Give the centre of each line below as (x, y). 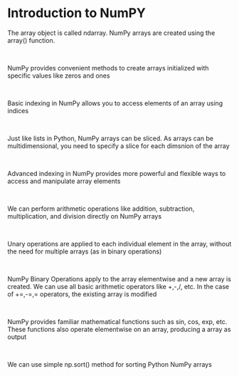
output (17, 337)
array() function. (31, 40)
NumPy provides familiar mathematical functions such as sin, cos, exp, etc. (117, 321)
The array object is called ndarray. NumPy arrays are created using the (111, 33)
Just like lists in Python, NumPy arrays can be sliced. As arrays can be (110, 138)
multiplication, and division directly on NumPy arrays (85, 216)
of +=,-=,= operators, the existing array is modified (82, 294)
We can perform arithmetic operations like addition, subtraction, (101, 209)
